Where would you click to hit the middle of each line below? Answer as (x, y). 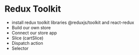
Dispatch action (27, 43)
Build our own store (31, 27)
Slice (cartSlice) (27, 38)
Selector (20, 48)
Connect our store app (34, 33)
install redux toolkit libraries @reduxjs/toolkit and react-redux (73, 22)
